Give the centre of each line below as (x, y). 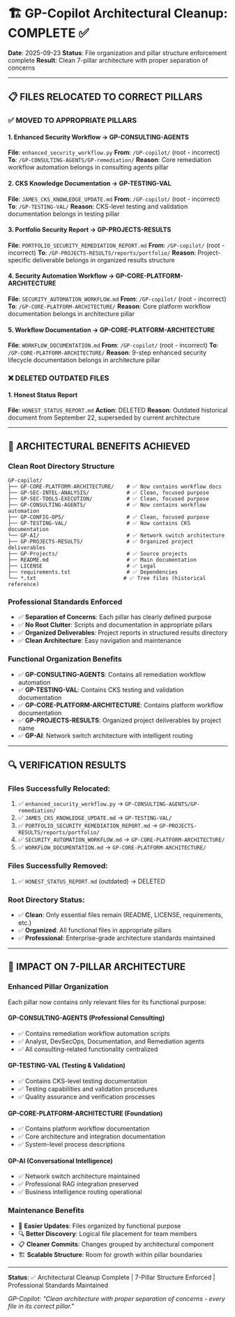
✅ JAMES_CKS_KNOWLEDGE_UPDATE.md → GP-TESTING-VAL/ (95, 818)
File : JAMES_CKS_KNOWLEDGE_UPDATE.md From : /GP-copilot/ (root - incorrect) (114, 199)
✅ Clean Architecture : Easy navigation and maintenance (100, 641)
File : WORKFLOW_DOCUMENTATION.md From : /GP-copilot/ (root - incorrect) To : (113, 345)
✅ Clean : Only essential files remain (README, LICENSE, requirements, (120, 914)
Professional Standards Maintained (58, 1285)
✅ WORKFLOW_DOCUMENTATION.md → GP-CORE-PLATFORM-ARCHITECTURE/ (112, 847)
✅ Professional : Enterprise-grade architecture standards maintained (116, 938)
